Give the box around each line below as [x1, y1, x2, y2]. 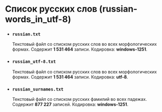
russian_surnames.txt [12, 86, 64, 92]
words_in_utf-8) [5, 14, 71, 25]
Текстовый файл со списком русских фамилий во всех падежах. [12, 96, 147, 102]
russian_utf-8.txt [12, 59, 56, 64]
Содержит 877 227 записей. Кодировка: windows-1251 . [12, 101, 128, 108]
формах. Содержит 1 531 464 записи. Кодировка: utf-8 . [12, 74, 128, 80]
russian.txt [12, 32, 40, 37]
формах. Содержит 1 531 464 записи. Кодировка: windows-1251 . [12, 46, 148, 52]
